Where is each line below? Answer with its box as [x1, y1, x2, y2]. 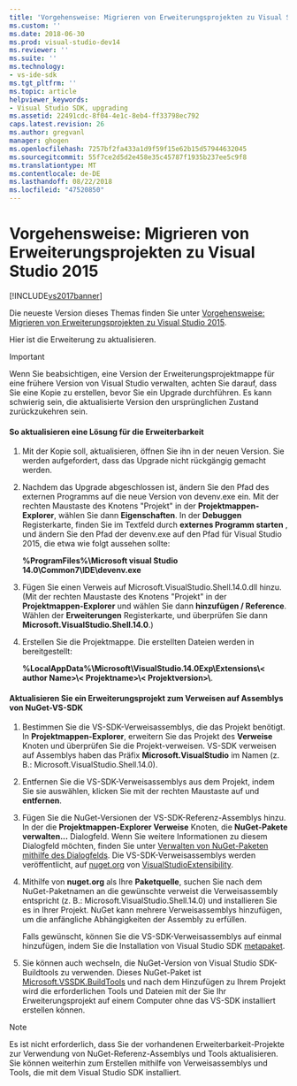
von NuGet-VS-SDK [9, 702, 84, 713]
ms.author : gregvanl [9, 128, 86, 137]
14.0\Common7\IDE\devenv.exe [21, 565, 141, 576]
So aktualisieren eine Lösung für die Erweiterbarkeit [9, 426, 205, 437]
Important [9, 351, 45, 362]
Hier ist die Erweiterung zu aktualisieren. [9, 333, 156, 345]
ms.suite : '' [9, 54, 57, 63]
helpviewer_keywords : [9, 95, 89, 104]
